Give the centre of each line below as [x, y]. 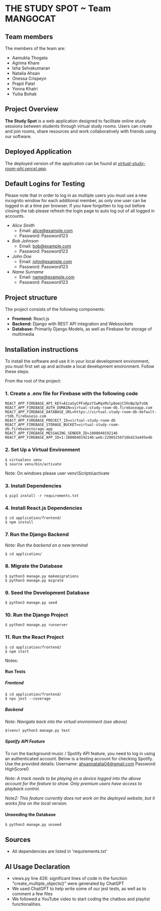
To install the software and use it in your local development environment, [77, 361]
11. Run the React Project [34, 637]
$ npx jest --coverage [28, 699]
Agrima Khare [26, 63]
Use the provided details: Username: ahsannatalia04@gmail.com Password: [80, 764]
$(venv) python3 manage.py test [37, 731]
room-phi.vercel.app [25, 169]
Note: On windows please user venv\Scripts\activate [57, 473]
